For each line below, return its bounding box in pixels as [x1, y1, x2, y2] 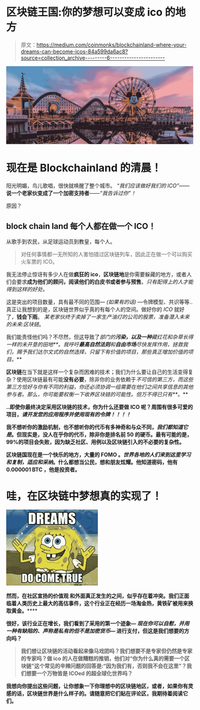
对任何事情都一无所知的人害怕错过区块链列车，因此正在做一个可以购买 [20, 251, 193, 258]
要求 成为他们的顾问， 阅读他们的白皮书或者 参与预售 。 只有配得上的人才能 [16, 278, 193, 286]
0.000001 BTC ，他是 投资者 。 [6, 466, 80, 473]
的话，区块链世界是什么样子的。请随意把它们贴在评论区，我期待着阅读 [11, 690, 183, 697]
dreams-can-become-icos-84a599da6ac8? [20, 48, 128, 55]
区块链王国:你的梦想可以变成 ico [6, 5, 163, 19]
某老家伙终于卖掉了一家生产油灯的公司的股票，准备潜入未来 [43, 314, 190, 321]
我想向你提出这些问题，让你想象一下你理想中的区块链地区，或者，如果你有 [6, 683, 188, 690]
